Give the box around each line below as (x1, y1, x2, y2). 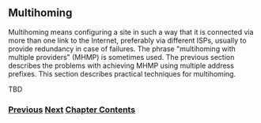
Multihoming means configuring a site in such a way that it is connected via (8, 27, 254, 36)
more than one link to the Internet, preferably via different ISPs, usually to (8, 35, 247, 45)
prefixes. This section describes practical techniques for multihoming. (8, 69, 236, 78)
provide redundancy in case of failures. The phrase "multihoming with (8, 43, 236, 54)
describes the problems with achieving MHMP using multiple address (8, 61, 235, 70)
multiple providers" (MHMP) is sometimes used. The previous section (8, 52, 235, 61)
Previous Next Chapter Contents (8, 104, 136, 115)
